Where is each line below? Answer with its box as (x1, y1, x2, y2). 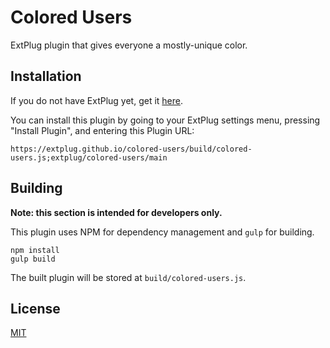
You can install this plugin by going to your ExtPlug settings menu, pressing (10, 114, 321, 126)
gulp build (10, 254, 56, 264)
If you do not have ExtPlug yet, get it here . (10, 94, 184, 106)
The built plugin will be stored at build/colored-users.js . (10, 271, 247, 283)
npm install (10, 245, 60, 255)
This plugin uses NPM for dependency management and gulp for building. (10, 226, 315, 238)
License (10, 300, 61, 317)
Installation (10, 68, 82, 85)
